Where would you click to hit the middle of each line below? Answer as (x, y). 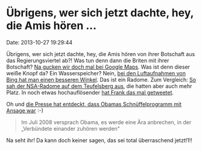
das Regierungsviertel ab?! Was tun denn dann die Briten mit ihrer (88, 60)
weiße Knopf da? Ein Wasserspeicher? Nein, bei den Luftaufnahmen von (96, 73)
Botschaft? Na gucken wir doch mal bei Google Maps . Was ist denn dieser (98, 67)
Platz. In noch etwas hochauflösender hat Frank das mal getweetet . (90, 92)
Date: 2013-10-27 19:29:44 (39, 42)
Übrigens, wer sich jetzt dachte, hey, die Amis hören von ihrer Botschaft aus (101, 54)
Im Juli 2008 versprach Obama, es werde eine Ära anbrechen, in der (106, 122)
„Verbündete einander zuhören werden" (71, 128)
